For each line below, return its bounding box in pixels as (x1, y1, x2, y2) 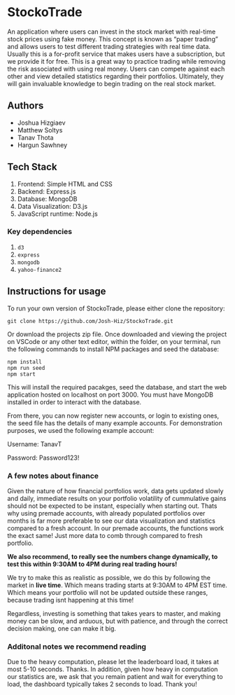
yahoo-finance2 (17, 266, 62, 273)
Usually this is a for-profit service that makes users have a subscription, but (7, 50, 225, 58)
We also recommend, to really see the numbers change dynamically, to (7, 552, 218, 560)
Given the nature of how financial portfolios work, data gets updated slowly (7, 486, 224, 495)
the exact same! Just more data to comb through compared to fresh (7, 531, 203, 539)
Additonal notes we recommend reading (7, 642, 147, 652)
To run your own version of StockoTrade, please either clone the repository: (7, 304, 225, 312)
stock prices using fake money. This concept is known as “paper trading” (7, 34, 218, 43)
